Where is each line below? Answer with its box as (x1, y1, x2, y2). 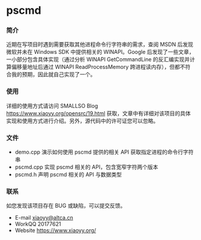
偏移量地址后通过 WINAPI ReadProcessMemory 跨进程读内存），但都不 (11, 64, 185, 71)
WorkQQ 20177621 (14, 220, 61, 228)
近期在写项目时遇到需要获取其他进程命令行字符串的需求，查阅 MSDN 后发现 (6, 41, 194, 48)
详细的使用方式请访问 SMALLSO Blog (6, 102, 98, 109)
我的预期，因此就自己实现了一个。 (11, 71, 96, 78)
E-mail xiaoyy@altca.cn (14, 214, 73, 221)
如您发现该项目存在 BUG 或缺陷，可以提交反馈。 (6, 202, 126, 209)
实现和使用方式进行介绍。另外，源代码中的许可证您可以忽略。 (6, 117, 159, 124)
